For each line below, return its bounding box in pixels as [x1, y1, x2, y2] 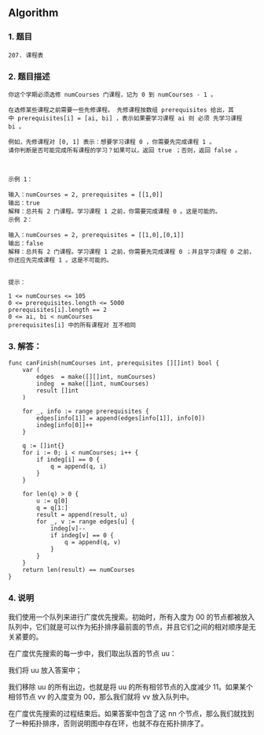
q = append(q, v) [64, 539, 122, 547]
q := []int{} [22, 442, 65, 450]
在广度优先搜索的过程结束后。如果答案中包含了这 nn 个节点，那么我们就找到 [8, 708, 255, 718]
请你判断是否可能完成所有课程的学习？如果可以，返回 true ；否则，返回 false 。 [8, 146, 241, 154]
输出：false [8, 239, 44, 247]
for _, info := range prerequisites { [22, 407, 149, 416]
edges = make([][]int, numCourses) [36, 373, 156, 381]
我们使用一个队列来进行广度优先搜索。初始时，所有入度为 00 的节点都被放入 [8, 612, 255, 622]
